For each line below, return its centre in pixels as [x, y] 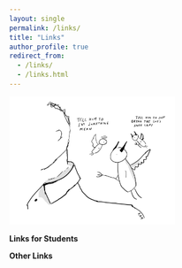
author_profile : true [49, 47]
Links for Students [44, 238]
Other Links [31, 256]
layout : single [37, 19]
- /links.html [43, 75]
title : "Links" [37, 37]
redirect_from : [37, 56]
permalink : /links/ [45, 28]
